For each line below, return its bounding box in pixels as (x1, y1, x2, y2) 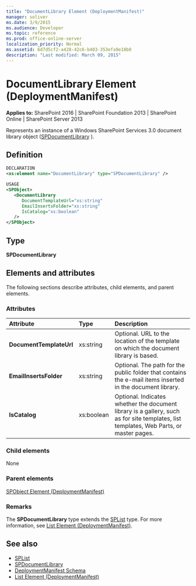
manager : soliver (6, 14, 48, 20)
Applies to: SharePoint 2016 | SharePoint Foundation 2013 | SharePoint (6, 109, 177, 116)
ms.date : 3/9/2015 (6, 19, 51, 25)
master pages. (114, 429, 154, 437)
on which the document (114, 344, 180, 352)
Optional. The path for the (114, 361, 185, 369)
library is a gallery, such (114, 407, 180, 416)
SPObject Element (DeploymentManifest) (6, 488, 105, 495)
